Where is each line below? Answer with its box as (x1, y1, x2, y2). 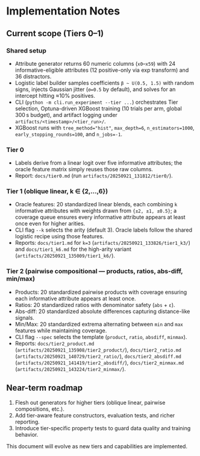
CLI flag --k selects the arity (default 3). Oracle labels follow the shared (14, 226, 193, 233)
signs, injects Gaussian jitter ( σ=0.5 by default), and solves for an (14, 86, 176, 93)
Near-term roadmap (6, 383, 83, 393)
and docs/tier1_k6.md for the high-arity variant (14, 245, 131, 253)
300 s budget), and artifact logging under (14, 111, 117, 118)
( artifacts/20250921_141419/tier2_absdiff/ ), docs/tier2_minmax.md (14, 359, 184, 366)
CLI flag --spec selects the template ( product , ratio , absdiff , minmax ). (14, 333, 187, 340)
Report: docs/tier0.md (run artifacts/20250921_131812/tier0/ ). (14, 172, 173, 179)
